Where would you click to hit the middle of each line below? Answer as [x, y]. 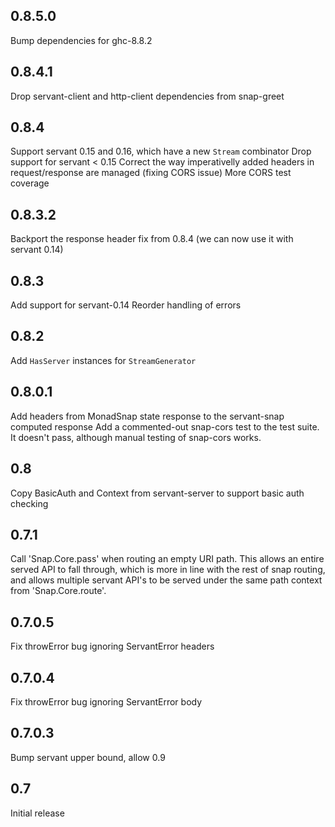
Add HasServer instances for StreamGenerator [103, 360]
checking [29, 503]
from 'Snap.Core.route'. [58, 591]
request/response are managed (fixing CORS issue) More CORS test [151, 173]
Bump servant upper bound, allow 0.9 [88, 757]
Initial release [37, 813]
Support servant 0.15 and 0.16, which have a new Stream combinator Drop [161, 151]
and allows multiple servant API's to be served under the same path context [166, 580]
